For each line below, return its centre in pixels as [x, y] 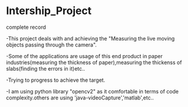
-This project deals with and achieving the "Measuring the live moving [90, 38]
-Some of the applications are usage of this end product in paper [84, 56]
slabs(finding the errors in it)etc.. [46, 68]
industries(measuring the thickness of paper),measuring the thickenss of [94, 62]
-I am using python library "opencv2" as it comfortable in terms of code [92, 91]
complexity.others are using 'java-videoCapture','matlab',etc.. [80, 98]
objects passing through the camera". [52, 45]
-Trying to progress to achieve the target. [56, 80]
